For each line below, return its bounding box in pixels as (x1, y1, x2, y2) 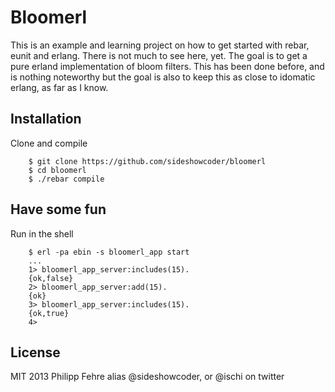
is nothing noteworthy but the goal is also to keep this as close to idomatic (10, 71, 316, 83)
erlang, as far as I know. (10, 81, 109, 93)
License (10, 344, 61, 361)
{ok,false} (28, 273, 74, 283)
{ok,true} (28, 308, 70, 318)
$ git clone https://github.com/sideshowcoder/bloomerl (28, 156, 267, 166)
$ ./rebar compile (28, 174, 105, 184)
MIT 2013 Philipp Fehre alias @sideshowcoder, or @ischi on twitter (10, 371, 285, 383)
